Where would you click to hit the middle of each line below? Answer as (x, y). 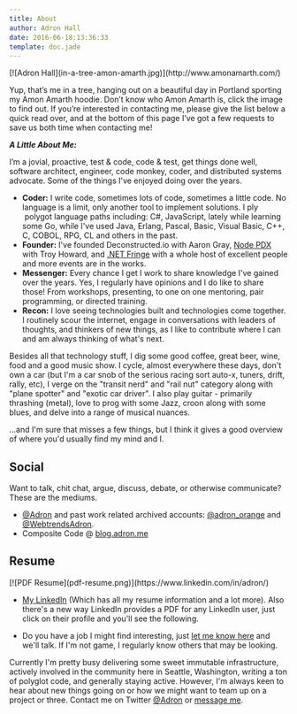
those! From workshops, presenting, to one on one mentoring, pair (143, 292)
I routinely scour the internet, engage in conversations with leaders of (148, 320)
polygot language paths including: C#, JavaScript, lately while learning (152, 217)
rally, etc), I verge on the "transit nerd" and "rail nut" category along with (141, 384)
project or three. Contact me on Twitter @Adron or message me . (126, 700)
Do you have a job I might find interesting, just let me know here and (146, 635)
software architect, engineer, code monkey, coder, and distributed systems (146, 172)
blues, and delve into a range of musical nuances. (100, 412)
